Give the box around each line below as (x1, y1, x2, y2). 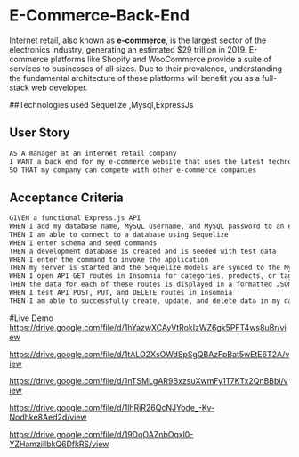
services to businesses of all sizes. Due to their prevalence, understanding (9, 63, 283, 74)
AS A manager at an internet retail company (9, 149, 177, 158)
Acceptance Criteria (9, 190, 124, 205)
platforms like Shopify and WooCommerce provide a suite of (50, 53, 271, 64)
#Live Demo (9, 313, 53, 323)
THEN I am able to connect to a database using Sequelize (9, 230, 229, 239)
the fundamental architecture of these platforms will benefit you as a (9, 72, 261, 83)
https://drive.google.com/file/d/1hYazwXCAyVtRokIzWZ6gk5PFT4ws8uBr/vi (9, 322, 287, 332)
